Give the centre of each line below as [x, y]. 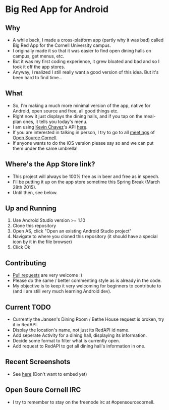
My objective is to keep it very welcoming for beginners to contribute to [87, 286]
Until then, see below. [35, 192]
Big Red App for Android [57, 9]
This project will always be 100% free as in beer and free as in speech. [86, 176]
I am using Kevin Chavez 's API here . [50, 127]
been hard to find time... [38, 77]
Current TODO [28, 307]
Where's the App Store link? [50, 164]
